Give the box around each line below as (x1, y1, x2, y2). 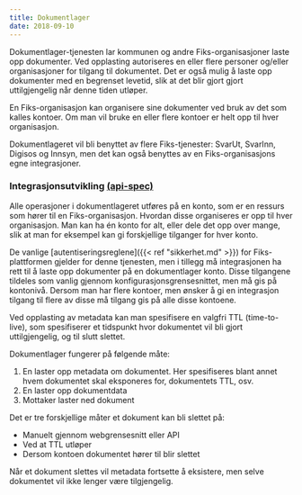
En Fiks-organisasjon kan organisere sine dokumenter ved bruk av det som (9, 102, 288, 112)
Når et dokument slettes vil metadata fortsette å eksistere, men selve (9, 465, 265, 477)
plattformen (9, 256, 52, 266)
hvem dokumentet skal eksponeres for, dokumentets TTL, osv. (22, 375, 254, 386)
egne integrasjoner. (9, 157, 82, 168)
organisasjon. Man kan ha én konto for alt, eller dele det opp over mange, (9, 220, 280, 230)
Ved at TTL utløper (22, 438, 93, 450)
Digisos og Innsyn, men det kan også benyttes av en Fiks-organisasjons (9, 148, 276, 158)
